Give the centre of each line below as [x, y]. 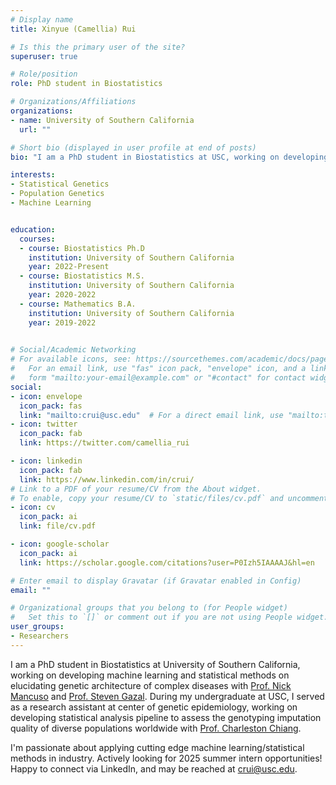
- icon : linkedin [46, 461]
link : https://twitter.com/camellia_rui [104, 443]
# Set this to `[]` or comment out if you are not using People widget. [169, 617]
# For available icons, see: [71, 359]
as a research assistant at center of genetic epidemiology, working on [154, 707]
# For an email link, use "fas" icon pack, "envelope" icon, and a [158, 369]
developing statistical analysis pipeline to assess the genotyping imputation [166, 717]
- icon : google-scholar [60, 544]
